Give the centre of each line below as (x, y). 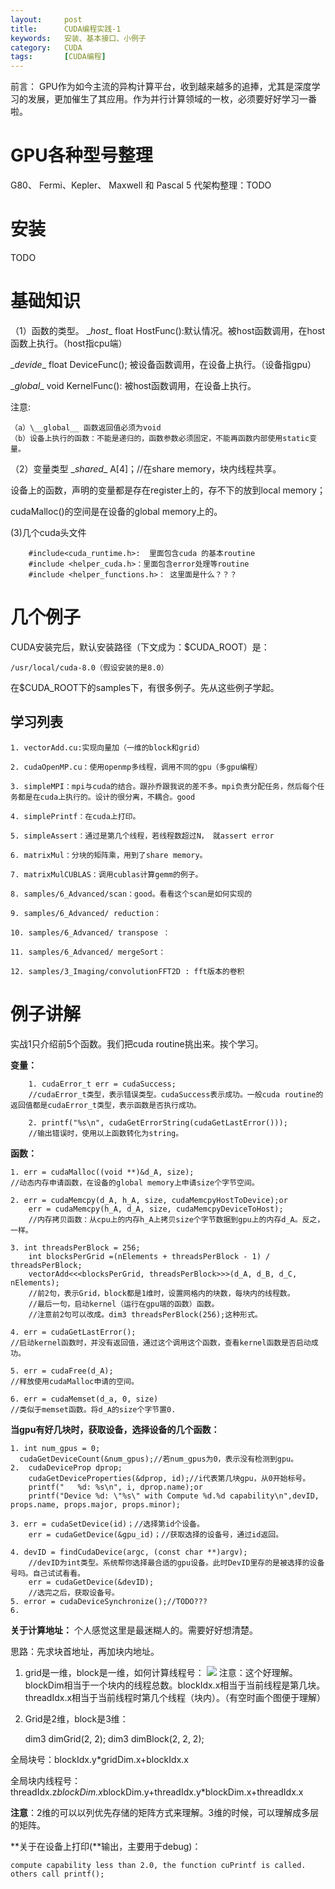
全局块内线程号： (45, 1780)
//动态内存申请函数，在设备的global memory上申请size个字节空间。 (135, 1182)
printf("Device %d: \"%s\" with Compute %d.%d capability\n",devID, (174, 1496)
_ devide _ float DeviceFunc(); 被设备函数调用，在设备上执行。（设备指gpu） (163, 364)
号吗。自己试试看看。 (47, 1573)
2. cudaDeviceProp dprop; (66, 1467)
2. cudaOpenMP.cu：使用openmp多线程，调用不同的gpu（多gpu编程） (136, 767)
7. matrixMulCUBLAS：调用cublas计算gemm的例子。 (106, 874)
